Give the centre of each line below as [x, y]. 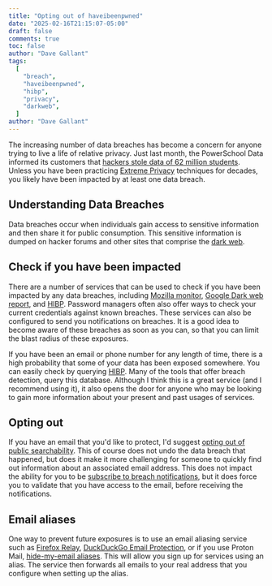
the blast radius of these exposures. [69, 338]
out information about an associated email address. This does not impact [130, 468]
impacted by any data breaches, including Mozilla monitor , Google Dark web [136, 295]
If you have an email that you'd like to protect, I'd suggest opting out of [127, 442]
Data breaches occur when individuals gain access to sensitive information [134, 224]
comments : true [34, 39]
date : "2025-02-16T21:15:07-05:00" [69, 24]
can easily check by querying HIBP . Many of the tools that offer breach [127, 371]
